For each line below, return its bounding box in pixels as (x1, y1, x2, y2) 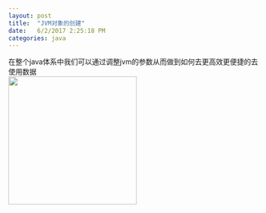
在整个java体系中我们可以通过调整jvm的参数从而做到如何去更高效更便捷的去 (8, 57, 259, 66)
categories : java (8, 34, 66, 42)
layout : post (8, 11, 52, 20)
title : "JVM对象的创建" (8, 19, 86, 27)
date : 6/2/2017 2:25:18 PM (8, 26, 106, 34)
